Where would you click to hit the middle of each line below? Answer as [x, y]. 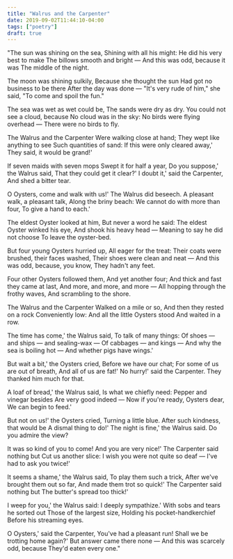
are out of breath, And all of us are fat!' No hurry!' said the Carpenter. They [114, 371]
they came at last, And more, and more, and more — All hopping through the [116, 287]
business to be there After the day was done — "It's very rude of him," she [114, 88]
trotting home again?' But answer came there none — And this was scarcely [116, 541]
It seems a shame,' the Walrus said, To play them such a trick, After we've [113, 477]
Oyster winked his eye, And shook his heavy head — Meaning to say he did [115, 230]
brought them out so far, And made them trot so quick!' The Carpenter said [114, 485]
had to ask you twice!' [39, 464]
